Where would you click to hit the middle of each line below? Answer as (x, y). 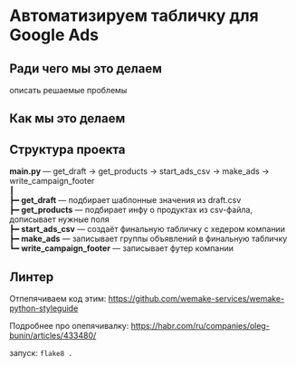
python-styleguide (44, 308)
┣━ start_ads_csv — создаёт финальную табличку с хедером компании (147, 229)
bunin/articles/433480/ (53, 335)
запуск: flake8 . (41, 353)
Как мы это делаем (67, 119)
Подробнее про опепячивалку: (69, 326)
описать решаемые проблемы (68, 90)
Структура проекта (67, 149)
